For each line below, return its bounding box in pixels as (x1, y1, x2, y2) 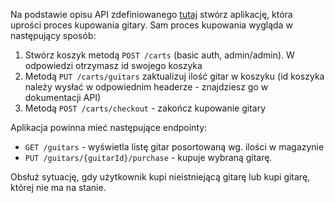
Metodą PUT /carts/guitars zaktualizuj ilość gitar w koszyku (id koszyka (24, 70, 325, 82)
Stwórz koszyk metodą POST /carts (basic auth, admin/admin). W (24, 49, 295, 61)
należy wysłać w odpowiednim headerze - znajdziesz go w (24, 81, 269, 93)
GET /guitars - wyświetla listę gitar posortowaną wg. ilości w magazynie (24, 141, 325, 153)
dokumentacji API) (24, 92, 102, 103)
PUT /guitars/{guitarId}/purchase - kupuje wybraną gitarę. (24, 152, 273, 163)
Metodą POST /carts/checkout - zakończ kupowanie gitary (24, 102, 267, 114)
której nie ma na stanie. (10, 182, 107, 193)
